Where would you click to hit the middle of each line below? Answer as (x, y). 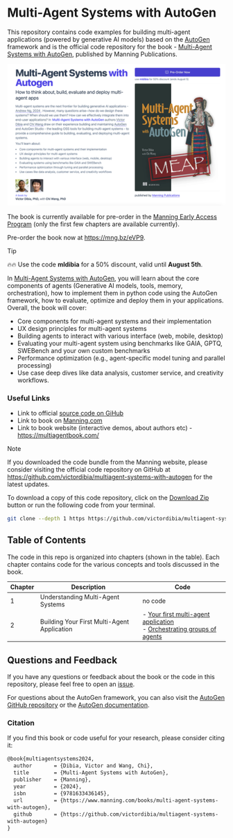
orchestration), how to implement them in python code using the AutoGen (112, 293)
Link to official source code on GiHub (70, 413)
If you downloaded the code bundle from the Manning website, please (107, 462)
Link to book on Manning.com (60, 420)
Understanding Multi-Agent (80, 597)
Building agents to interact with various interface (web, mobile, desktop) (120, 336)
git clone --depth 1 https (46, 519)
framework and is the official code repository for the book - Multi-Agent (110, 46)
